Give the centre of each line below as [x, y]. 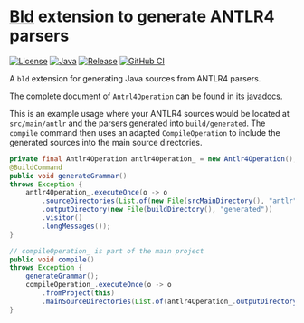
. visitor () [62, 218]
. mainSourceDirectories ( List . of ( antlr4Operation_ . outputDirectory [170, 301]
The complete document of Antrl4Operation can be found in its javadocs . [146, 96]
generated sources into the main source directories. [106, 142]
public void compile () [52, 260]
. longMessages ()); [76, 226]
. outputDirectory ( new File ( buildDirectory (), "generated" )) [157, 210]
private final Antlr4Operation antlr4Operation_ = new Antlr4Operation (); [153, 159]
